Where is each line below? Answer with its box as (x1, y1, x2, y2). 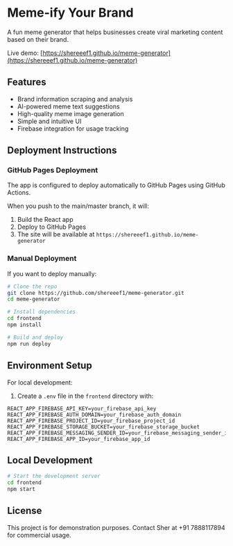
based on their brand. (7, 35, 69, 43)
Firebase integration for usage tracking (17, 124, 129, 133)
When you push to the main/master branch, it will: (7, 202, 149, 210)
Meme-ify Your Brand (7, 5, 134, 21)
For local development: (7, 378, 73, 387)
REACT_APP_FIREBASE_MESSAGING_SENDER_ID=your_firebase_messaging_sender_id (7, 429, 231, 436)
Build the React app (17, 216, 74, 224)
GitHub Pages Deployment (7, 166, 98, 175)
